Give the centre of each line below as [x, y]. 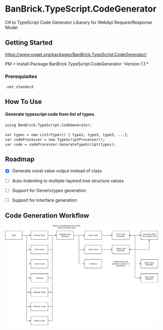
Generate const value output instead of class [57, 171]
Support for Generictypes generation [49, 190]
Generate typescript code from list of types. [50, 114]
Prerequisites [21, 76]
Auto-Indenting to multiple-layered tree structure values [68, 181]
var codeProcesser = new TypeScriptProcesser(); [55, 140]
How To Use [24, 102]
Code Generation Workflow [47, 216]
